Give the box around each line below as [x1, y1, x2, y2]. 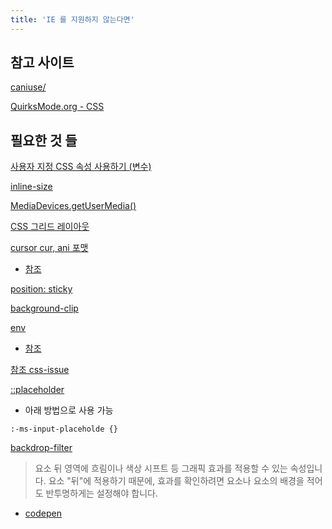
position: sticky [10, 283, 73, 295]
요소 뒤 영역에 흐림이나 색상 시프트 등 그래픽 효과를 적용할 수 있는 [34, 462, 288, 475]
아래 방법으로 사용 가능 [24, 404, 114, 416]
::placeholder [10, 384, 65, 396]
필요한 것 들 [10, 132, 78, 149]
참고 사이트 [10, 54, 75, 71]
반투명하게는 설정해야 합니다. [45, 487, 158, 500]
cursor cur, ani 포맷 [10, 242, 89, 254]
